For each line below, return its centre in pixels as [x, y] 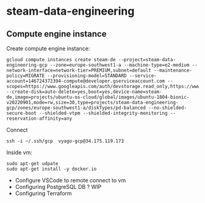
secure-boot [21, 113]
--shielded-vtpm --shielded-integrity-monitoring [103, 113]
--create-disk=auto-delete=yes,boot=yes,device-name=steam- [85, 92]
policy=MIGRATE [26, 76]
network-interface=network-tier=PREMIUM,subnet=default [79, 70]
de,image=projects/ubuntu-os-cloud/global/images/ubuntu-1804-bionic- [98, 97]
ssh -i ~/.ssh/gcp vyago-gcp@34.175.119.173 [65, 141]
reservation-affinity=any [39, 119]
